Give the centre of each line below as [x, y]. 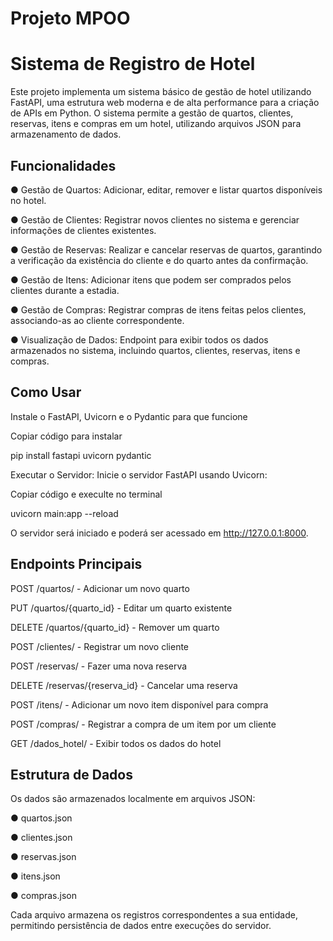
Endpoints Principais [76, 564]
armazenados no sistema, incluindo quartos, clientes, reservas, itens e [155, 350]
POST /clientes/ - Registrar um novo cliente [100, 646]
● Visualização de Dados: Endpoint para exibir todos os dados [139, 339]
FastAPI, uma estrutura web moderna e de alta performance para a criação [165, 103]
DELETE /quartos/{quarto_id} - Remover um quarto [115, 627]
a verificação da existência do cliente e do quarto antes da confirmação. [159, 260]
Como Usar [46, 392]
